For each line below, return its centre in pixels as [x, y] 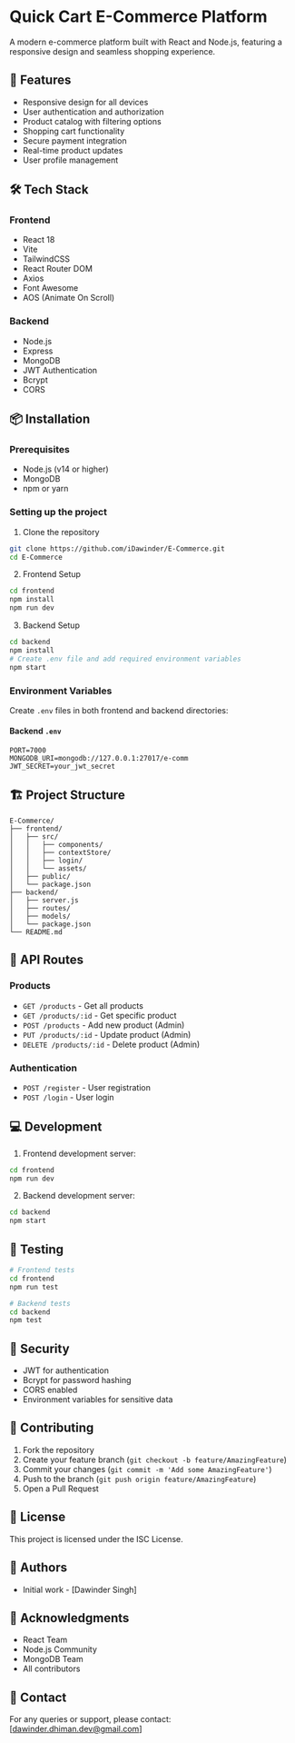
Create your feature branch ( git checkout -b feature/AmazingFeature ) [155, 1459]
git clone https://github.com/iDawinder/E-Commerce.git [117, 548]
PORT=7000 [28, 751]
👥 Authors [39, 1568]
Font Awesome [50, 288]
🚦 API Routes [47, 960]
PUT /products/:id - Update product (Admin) [107, 1034]
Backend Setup [51, 625]
